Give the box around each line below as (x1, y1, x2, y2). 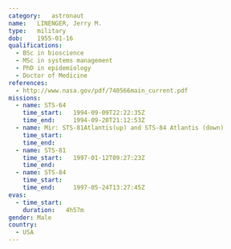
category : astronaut (8, 11, 84, 20)
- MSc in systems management (15, 57, 113, 65)
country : (8, 221, 38, 229)
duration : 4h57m (22, 206, 84, 214)
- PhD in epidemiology (15, 64, 91, 72)
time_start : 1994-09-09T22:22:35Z (22, 109, 146, 117)
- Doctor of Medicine (15, 71, 88, 80)
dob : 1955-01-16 (8, 34, 74, 43)
